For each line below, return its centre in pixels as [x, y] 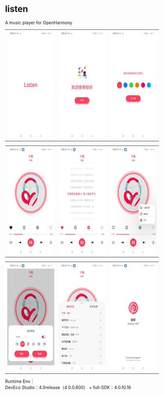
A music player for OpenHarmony [39, 23]
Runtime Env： [20, 381]
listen [17, 9]
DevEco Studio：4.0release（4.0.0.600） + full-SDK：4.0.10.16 [68, 387]
